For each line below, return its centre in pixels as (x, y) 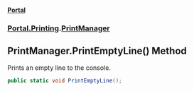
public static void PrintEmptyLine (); (65, 81)
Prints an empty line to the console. (59, 68)
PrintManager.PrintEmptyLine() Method (97, 50)
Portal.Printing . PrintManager (59, 28)
